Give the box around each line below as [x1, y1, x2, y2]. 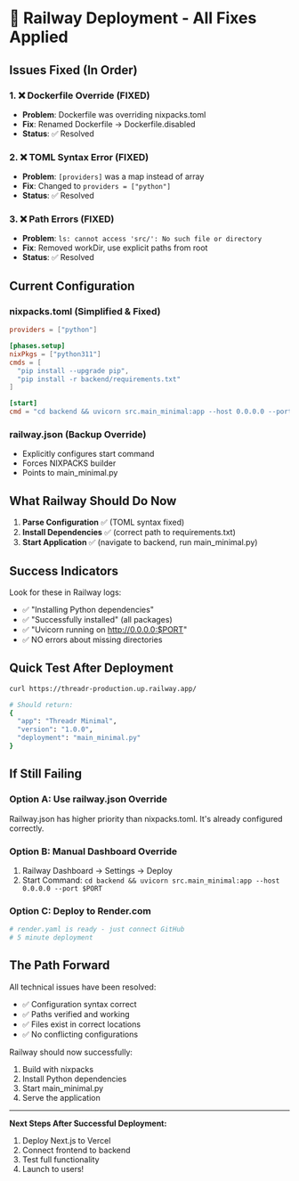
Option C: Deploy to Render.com [9, 904, 151, 916]
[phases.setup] [9, 342, 66, 351]
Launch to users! [21, 1163, 85, 1174]
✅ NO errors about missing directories [21, 634, 163, 645]
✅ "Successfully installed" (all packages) [21, 614, 173, 624]
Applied [9, 27, 69, 47]
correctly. [9, 823, 44, 834]
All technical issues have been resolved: [9, 981, 157, 992]
